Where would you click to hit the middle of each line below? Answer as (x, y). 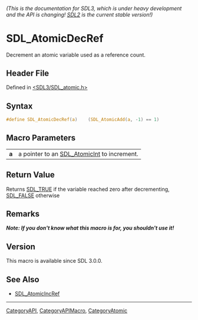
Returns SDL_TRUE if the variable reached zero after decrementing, (88, 189)
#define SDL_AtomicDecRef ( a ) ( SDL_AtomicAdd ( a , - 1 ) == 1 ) (83, 120)
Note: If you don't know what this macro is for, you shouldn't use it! (90, 228)
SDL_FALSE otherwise (33, 195)
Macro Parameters (41, 138)
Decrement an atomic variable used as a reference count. (76, 55)
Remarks (23, 214)
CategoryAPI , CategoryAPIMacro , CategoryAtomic (67, 311)
